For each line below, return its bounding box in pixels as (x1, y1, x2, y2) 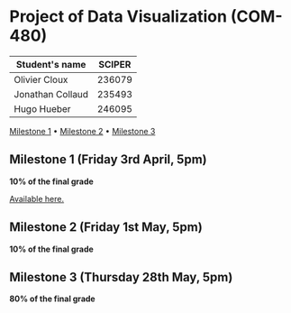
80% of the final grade (9, 293, 96, 304)
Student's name (16, 58, 86, 70)
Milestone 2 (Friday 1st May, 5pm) (9, 219, 203, 235)
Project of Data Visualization (9, 6, 228, 27)
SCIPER (98, 58, 132, 70)
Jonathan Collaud (14, 87, 88, 100)
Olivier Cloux (14, 73, 68, 86)
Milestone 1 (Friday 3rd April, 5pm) (9, 152, 207, 168)
